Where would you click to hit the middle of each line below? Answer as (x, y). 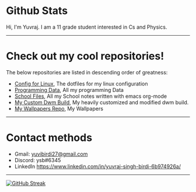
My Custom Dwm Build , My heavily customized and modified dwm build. (101, 102)
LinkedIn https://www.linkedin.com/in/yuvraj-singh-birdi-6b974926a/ (97, 166)
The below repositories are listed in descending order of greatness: (87, 72)
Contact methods (49, 138)
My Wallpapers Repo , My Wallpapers (59, 108)
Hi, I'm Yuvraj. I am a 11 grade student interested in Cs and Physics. (87, 27)
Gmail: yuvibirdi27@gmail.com (51, 154)
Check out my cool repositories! (85, 56)
